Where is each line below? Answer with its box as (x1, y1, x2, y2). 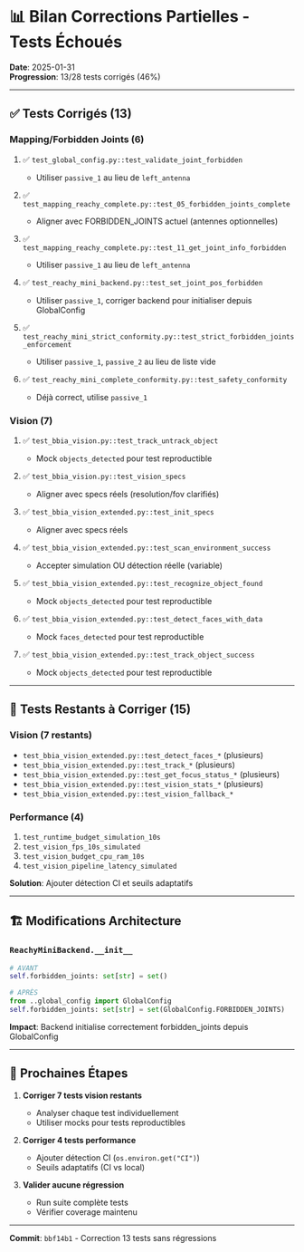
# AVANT (9, 963, 39, 973)
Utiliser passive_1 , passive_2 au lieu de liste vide (35, 356, 216, 367)
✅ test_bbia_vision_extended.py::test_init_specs (22, 506, 214, 516)
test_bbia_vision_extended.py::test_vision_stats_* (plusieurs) (22, 778, 264, 789)
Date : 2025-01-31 (9, 62, 75, 72)
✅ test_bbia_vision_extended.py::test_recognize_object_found (22, 577, 263, 588)
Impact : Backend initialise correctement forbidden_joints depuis (9, 1021, 249, 1032)
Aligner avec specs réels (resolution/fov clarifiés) (35, 488, 220, 499)
